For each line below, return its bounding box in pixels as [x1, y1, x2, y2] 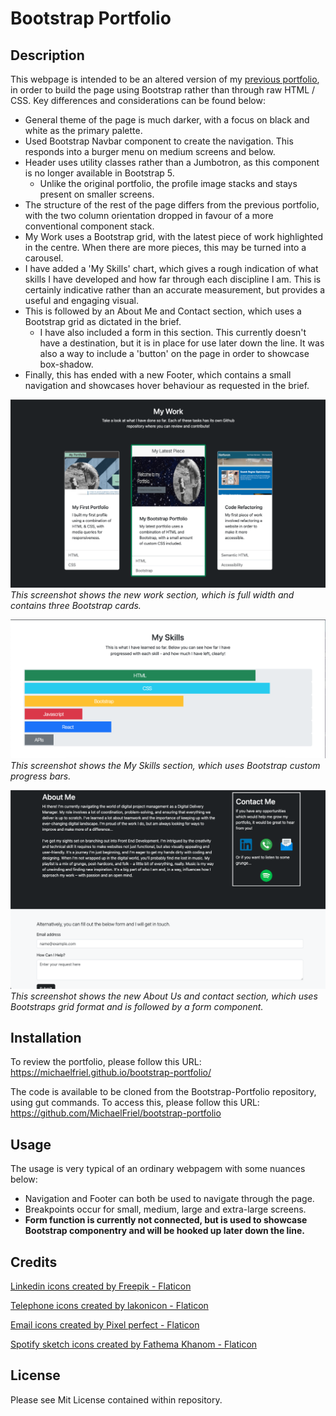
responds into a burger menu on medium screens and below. [24, 146, 276, 157]
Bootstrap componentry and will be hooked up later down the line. [24, 1225, 305, 1237]
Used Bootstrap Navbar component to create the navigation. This [24, 135, 294, 147]
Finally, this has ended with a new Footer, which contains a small [24, 369, 292, 381]
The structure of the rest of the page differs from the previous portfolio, [24, 199, 320, 211]
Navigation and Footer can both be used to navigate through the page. [24, 1193, 315, 1205]
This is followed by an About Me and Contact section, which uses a [24, 305, 302, 317]
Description [10, 47, 85, 64]
